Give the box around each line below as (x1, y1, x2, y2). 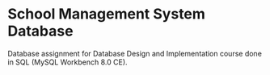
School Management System (7, 5, 205, 23)
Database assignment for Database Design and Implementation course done (7, 48, 262, 58)
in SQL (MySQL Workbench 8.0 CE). (7, 57, 128, 67)
